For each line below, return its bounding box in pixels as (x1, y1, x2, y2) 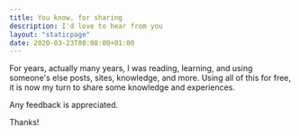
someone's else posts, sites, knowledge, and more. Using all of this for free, (9, 73, 291, 84)
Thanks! (9, 117, 40, 128)
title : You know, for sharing (9, 13, 123, 22)
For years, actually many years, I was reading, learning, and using (9, 63, 253, 74)
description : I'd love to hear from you (9, 22, 164, 31)
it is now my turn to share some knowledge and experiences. (9, 82, 236, 93)
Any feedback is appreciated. (9, 100, 119, 111)
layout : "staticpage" (9, 30, 91, 39)
